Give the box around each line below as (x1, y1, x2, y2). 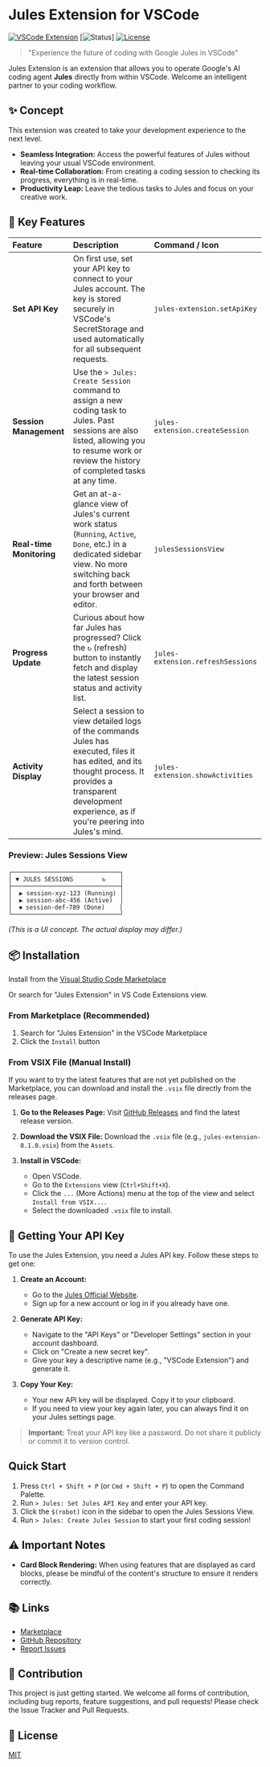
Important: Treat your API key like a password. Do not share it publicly (27, 1428, 261, 1437)
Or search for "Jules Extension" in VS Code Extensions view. (8, 989, 208, 999)
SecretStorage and (72, 323, 145, 335)
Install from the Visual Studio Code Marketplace (8, 974, 166, 984)
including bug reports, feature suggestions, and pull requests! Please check (8, 1697, 259, 1707)
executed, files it (72, 746, 135, 757)
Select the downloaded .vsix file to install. (31, 1206, 173, 1215)
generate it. (31, 1364, 71, 1374)
